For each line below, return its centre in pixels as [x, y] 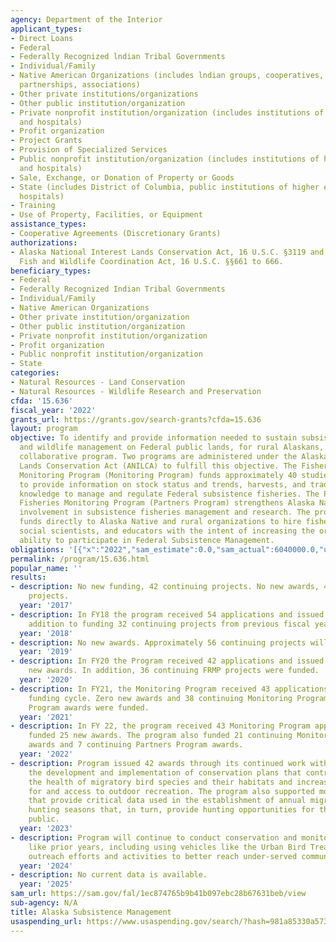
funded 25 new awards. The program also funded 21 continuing [160, 736]
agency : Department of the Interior [86, 19]
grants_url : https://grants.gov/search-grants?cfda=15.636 [136, 419]
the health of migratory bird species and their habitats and [160, 782]
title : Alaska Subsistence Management [91, 912]
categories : [35, 373]
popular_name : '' [46, 568]
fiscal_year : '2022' [53, 410]
